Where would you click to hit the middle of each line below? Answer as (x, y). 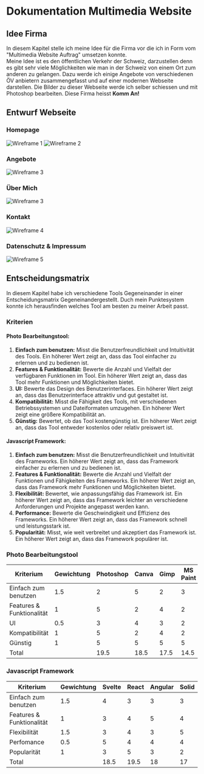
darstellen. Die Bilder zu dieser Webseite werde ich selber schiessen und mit (102, 87)
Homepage (23, 130)
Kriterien (20, 322)
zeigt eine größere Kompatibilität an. (60, 414)
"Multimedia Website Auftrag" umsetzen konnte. (67, 55)
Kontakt (18, 217)
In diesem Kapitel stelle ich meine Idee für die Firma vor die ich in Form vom (101, 48)
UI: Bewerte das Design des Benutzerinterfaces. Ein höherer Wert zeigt (104, 388)
